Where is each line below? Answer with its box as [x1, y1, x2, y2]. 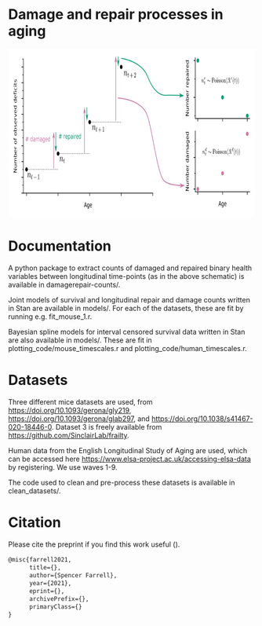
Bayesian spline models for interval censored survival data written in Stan [8, 327, 246, 336]
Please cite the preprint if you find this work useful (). [8, 540, 180, 549]
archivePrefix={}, [28, 595, 89, 602]
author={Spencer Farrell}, [28, 571, 118, 579]
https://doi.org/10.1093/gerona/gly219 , [8, 405, 132, 415]
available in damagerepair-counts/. [8, 280, 121, 289]
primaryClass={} [28, 602, 82, 610]
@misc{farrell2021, [8, 555, 72, 563]
